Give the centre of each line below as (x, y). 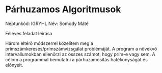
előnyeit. (14, 65)
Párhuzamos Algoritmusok (63, 9)
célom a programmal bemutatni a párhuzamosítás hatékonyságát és (76, 59)
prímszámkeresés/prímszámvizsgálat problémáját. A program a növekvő (81, 48)
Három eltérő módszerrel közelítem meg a (49, 43)
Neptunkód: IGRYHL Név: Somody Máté (47, 23)
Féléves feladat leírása (29, 33)
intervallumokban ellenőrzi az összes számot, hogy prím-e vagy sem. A (80, 54)
